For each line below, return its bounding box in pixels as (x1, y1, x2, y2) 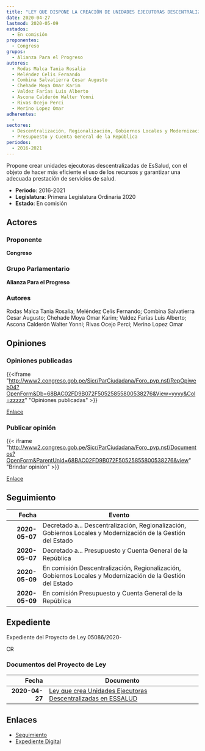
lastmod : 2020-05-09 (6, 20, 59, 26)
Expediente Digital (15, 738, 61, 745)
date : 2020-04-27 (6, 15, 51, 21)
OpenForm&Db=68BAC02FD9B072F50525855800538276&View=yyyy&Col (6, 390, 196, 397)
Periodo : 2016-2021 (15, 187, 65, 194)
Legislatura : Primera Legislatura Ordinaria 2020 (15, 193, 136, 200)
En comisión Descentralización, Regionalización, (42, 564, 181, 572)
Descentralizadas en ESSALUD (48, 694, 138, 702)
